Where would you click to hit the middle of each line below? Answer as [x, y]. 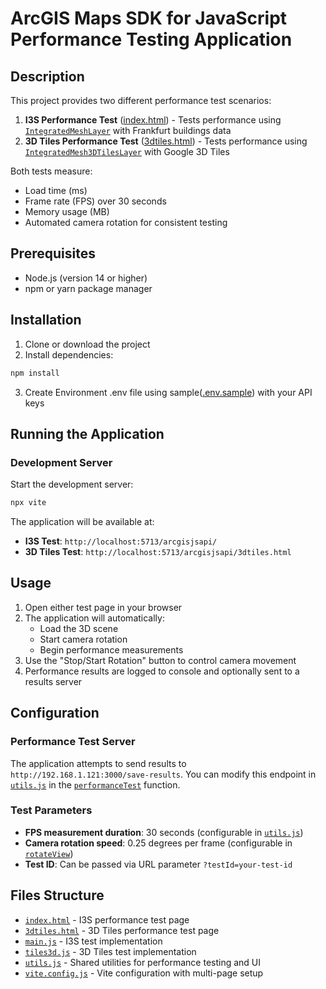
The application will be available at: [82, 522]
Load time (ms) [56, 190]
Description [47, 76]
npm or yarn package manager [88, 288]
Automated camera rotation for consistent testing [126, 222]
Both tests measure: [51, 171]
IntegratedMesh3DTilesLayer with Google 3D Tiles [127, 151]
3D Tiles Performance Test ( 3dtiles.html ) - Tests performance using [166, 141]
